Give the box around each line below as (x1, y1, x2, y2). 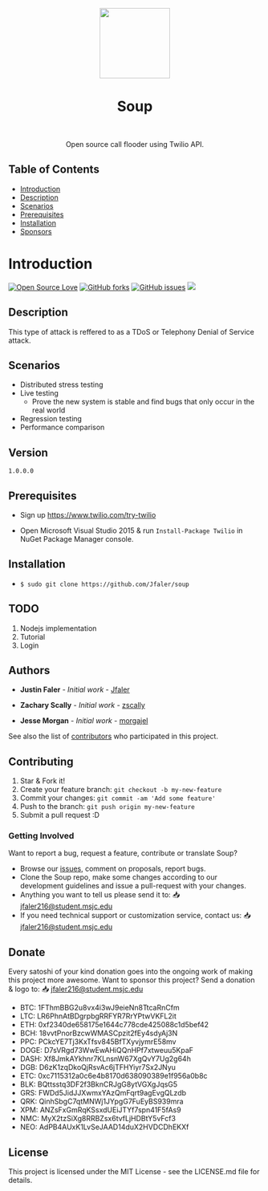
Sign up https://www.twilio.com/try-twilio (19, 510, 156, 519)
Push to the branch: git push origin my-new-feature (19, 802, 195, 811)
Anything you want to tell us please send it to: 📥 (19, 890, 181, 900)
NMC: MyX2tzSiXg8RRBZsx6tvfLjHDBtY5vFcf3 (19, 1114, 177, 1124)
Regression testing (19, 414, 83, 424)
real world (31, 405, 66, 415)
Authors (8, 663, 51, 677)
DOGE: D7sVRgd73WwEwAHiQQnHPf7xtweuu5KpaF (19, 1046, 194, 1055)
